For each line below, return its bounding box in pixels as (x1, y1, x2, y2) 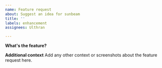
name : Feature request (5, 7, 52, 12)
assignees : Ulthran (5, 25, 45, 30)
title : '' (5, 16, 26, 21)
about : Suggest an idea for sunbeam (5, 12, 80, 17)
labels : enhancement (5, 20, 48, 26)
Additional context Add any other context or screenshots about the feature (5, 52, 158, 58)
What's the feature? (5, 43, 47, 49)
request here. (5, 57, 32, 63)
